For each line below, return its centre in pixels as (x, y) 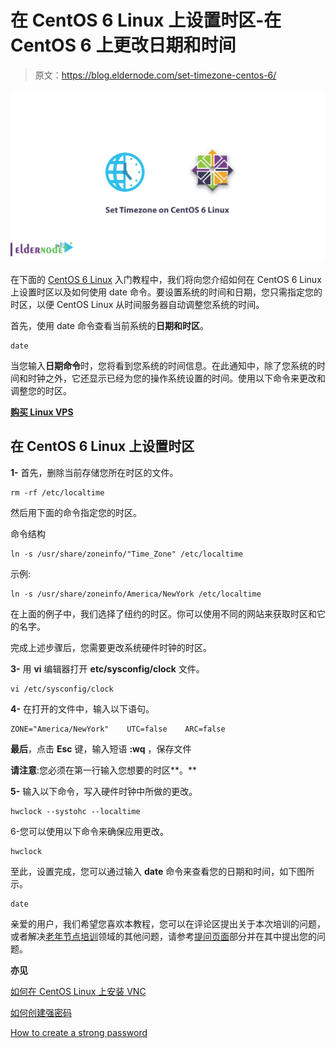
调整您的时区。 (41, 391)
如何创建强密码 (41, 1012)
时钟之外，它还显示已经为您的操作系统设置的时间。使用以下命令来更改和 (176, 378)
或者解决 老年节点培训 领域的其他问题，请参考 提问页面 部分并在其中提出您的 (163, 936)
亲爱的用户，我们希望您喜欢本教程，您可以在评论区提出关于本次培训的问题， (168, 923)
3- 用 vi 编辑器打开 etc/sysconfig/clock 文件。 (107, 668)
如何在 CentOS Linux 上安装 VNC (78, 991)
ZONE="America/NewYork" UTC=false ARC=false (118, 729)
